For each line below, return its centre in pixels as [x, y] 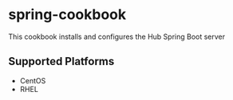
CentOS [33, 80]
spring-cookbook [67, 15]
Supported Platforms [61, 62]
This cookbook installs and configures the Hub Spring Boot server [117, 37]
